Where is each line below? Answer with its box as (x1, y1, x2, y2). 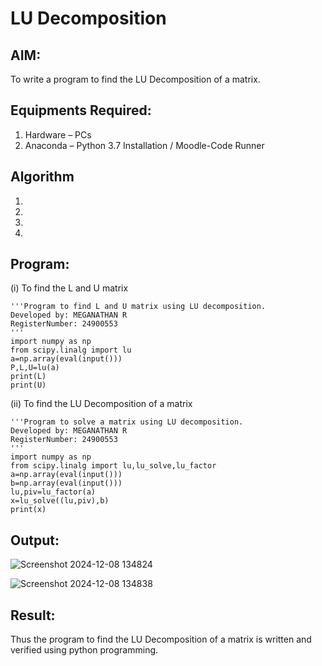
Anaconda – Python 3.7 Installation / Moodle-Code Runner (24, 139, 265, 151)
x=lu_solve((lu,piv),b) (10, 496, 110, 506)
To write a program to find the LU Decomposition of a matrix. (10, 73, 261, 85)
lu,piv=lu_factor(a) (10, 487, 97, 497)
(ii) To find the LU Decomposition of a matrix (10, 398, 193, 410)
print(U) (10, 380, 47, 391)
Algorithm (10, 168, 75, 186)
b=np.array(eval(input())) (10, 478, 123, 489)
